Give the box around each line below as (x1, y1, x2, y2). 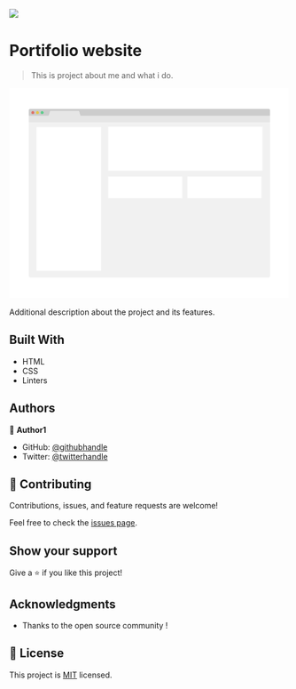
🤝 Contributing (9, 477, 92, 492)
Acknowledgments (9, 597, 117, 612)
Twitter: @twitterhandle (21, 451, 108, 461)
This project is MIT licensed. (9, 669, 113, 680)
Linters (21, 374, 48, 386)
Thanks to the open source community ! (21, 621, 168, 630)
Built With (9, 332, 65, 348)
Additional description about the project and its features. (9, 307, 215, 317)
